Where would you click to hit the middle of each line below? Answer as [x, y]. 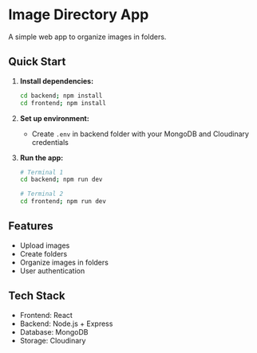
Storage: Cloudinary [53, 340]
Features [31, 226]
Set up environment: [54, 118]
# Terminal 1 [42, 172]
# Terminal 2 [42, 194]
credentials [50, 142]
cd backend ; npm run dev [61, 180]
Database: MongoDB [54, 331]
